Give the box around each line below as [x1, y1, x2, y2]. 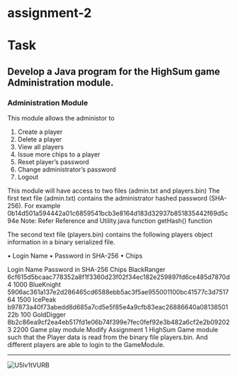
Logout [17, 173, 39, 181]
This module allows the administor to [7, 114, 115, 123]
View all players [17, 143, 64, 152]
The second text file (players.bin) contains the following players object [7, 230, 213, 239]
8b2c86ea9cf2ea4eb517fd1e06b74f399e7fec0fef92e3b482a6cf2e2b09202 [7, 318, 230, 326]
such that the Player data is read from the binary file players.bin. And [7, 333, 208, 341]
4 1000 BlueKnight [7, 280, 62, 289]
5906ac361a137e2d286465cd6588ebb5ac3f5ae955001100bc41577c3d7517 [7, 288, 229, 297]
